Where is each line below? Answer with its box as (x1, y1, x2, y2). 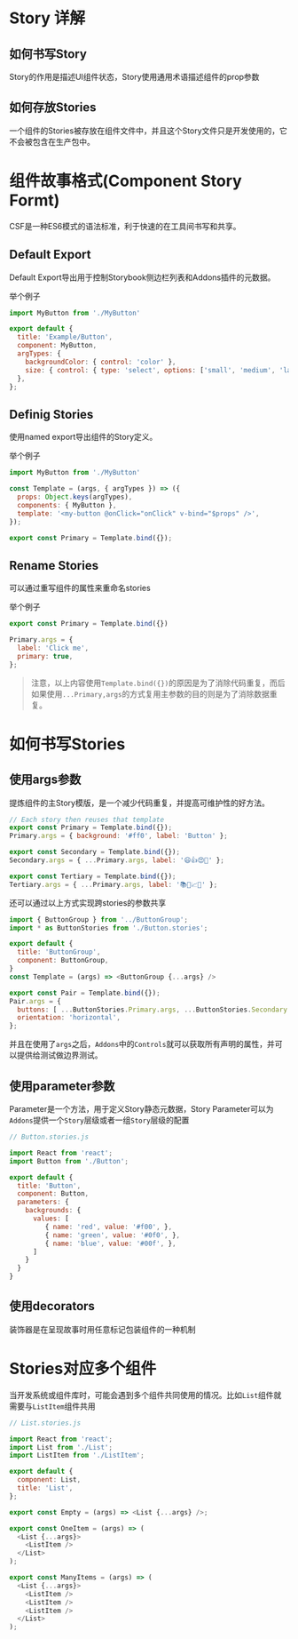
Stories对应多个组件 (9, 1359, 157, 1379)
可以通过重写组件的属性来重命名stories (9, 583, 151, 594)
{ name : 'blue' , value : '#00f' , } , (44, 1239, 176, 1248)
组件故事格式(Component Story (9, 171, 242, 191)
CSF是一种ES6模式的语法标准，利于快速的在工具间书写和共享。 (9, 220, 241, 231)
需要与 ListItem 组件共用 (9, 1401, 96, 1411)
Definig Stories (9, 406, 94, 422)
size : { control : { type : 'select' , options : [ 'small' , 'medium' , (25, 365, 276, 374)
